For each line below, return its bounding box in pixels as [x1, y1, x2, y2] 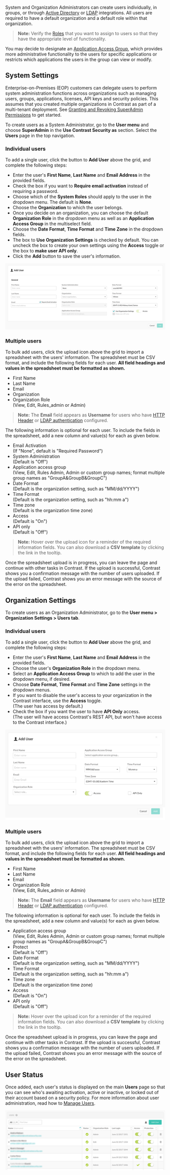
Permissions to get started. [5, 111, 62, 118]
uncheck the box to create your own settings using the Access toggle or [12, 242, 164, 248]
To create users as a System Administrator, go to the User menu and [5, 122, 149, 128]
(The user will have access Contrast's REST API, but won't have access [12, 714, 162, 720]
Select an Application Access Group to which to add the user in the [12, 670, 155, 677]
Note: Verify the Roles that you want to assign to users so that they [17, 31, 158, 36]
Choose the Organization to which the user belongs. [12, 205, 123, 211]
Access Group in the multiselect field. [12, 221, 92, 227]
